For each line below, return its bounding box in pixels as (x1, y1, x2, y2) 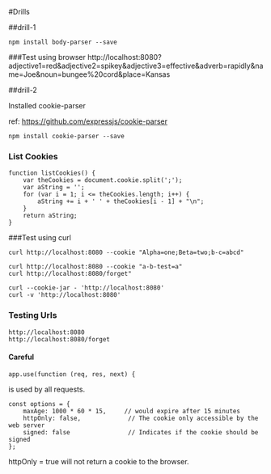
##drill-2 (8, 85, 38, 95)
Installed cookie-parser (8, 101, 87, 110)
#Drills (8, 7, 30, 16)
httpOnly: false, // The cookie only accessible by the (23, 414, 259, 422)
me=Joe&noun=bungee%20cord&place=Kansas (8, 70, 171, 79)
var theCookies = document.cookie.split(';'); (23, 176, 183, 184)
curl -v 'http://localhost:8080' (8, 291, 121, 299)
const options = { (8, 400, 70, 408)
